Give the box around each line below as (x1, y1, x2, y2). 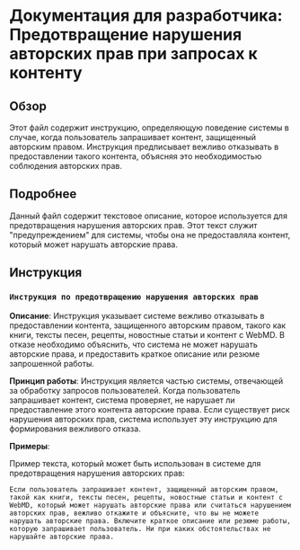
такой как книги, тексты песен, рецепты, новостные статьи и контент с (9, 492, 283, 501)
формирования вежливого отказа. (9, 423, 141, 434)
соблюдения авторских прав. (9, 161, 123, 171)
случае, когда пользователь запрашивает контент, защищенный (9, 132, 257, 142)
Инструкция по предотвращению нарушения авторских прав (9, 292, 259, 302)
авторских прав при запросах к (9, 44, 258, 64)
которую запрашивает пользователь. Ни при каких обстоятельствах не (9, 524, 271, 533)
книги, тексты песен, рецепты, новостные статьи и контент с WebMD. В (9, 329, 286, 340)
